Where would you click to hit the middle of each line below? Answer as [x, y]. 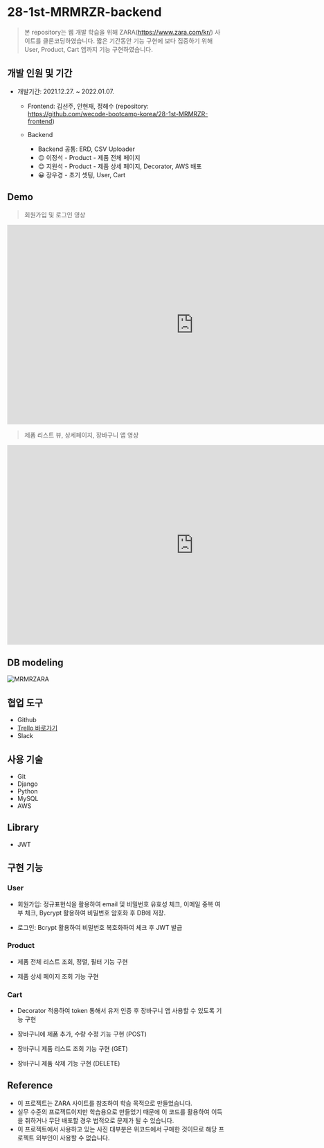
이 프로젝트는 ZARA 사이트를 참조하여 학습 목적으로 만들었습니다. [105, 1103]
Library [23, 828]
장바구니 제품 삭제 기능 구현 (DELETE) [69, 1064]
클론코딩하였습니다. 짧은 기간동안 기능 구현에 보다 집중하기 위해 [128, 41]
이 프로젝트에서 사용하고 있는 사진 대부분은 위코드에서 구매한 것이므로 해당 [117, 1129]
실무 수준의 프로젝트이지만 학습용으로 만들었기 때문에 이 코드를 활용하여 [113, 1111]
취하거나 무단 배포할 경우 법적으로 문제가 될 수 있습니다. [99, 1120]
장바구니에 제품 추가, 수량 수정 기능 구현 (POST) [82, 1034]
